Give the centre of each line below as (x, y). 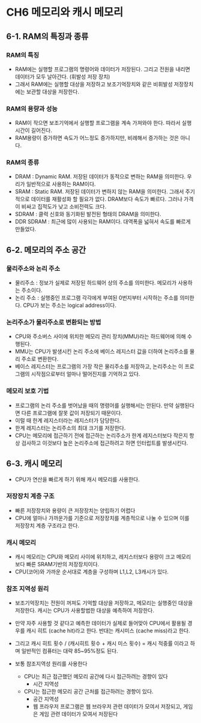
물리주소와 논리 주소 (33, 268)
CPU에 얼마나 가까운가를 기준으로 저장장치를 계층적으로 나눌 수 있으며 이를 (102, 518)
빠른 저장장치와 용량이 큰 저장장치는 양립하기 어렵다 (75, 510)
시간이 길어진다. (33, 130)
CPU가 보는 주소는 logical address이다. (70, 305)
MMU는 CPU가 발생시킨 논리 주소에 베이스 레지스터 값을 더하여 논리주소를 (102, 351)
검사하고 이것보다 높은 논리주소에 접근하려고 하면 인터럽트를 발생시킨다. (105, 443)
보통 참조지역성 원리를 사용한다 (51, 664)
